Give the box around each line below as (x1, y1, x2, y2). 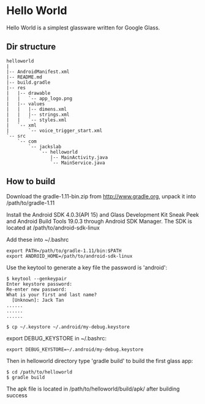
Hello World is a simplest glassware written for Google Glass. (6, 24, 160, 31)
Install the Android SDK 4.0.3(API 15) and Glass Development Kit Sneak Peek (6, 211, 199, 218)
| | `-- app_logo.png (6, 95, 72, 102)
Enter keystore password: (6, 281, 72, 287)
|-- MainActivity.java (50, 154, 108, 160)
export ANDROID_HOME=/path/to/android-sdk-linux (6, 253, 133, 259)
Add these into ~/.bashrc (6, 236, 69, 243)
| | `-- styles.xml (6, 117, 67, 123)
